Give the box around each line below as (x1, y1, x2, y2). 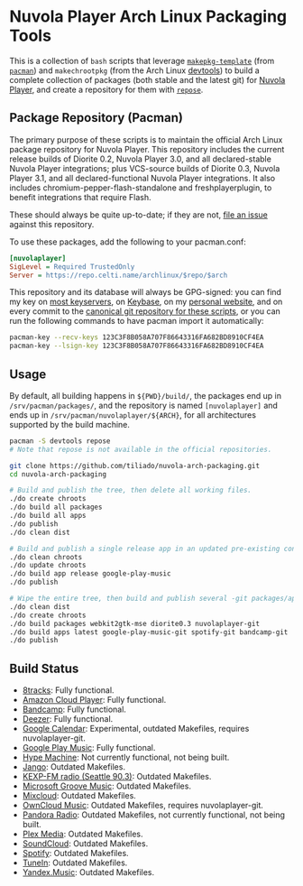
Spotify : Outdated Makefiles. (22, 848, 129, 859)
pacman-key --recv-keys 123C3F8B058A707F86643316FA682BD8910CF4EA (9, 333, 264, 342)
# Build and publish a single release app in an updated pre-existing (9, 544, 280, 553)
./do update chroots (9, 561, 87, 570)
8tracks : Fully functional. (22, 685, 115, 696)
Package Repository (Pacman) (9, 110, 183, 125)
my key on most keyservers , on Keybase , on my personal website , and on (9, 296, 283, 308)
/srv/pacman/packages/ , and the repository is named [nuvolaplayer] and (9, 400, 278, 411)
